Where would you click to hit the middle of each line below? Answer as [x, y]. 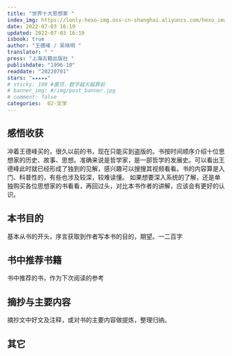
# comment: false [32, 97]
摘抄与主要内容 [39, 302]
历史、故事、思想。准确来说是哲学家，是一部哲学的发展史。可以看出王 [125, 160]
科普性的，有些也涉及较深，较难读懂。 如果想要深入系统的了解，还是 [117, 177]
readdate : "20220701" [38, 71]
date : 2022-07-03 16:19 [41, 26]
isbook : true [26, 39]
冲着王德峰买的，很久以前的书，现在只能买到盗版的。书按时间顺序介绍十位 [113, 151]
